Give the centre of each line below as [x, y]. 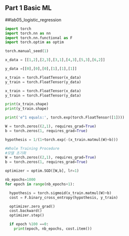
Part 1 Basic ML [28, 8]
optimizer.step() [27, 216]
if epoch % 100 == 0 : [29, 224]
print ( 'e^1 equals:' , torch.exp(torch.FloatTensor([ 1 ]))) [65, 118]
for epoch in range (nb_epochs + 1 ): [40, 184]
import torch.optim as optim [34, 42]
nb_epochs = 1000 [20, 180]
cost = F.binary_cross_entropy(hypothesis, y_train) [64, 197]
